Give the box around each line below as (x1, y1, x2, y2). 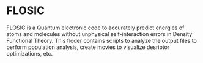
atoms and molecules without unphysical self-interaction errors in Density (6, 30, 193, 37)
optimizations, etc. (6, 50, 53, 57)
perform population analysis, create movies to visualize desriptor (6, 43, 170, 51)
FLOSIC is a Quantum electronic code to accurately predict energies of (6, 24, 185, 31)
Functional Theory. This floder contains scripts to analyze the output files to (6, 37, 197, 44)
